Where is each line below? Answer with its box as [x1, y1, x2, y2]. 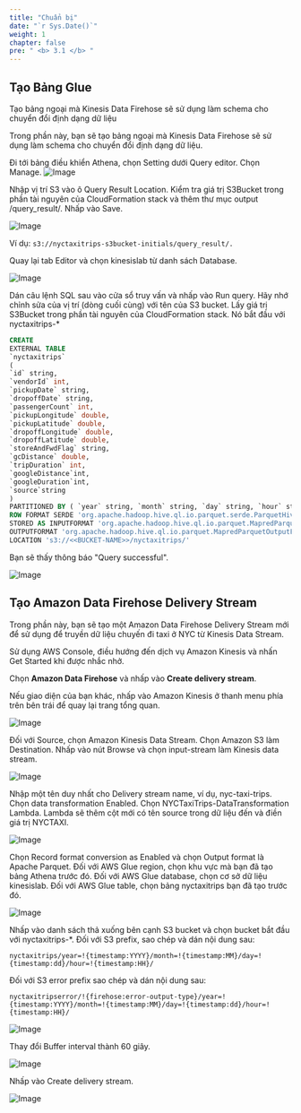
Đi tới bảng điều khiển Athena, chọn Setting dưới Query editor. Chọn [9, 157, 260, 168]
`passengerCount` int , [9, 402, 94, 411]
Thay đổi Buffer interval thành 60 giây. [9, 1040, 150, 1051]
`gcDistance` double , [9, 453, 90, 462]
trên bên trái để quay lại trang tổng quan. [9, 700, 160, 711]
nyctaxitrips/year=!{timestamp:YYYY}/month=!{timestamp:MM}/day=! [9, 951, 262, 960]
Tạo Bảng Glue [9, 80, 92, 95]
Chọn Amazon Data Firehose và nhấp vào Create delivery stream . [9, 673, 257, 684]
